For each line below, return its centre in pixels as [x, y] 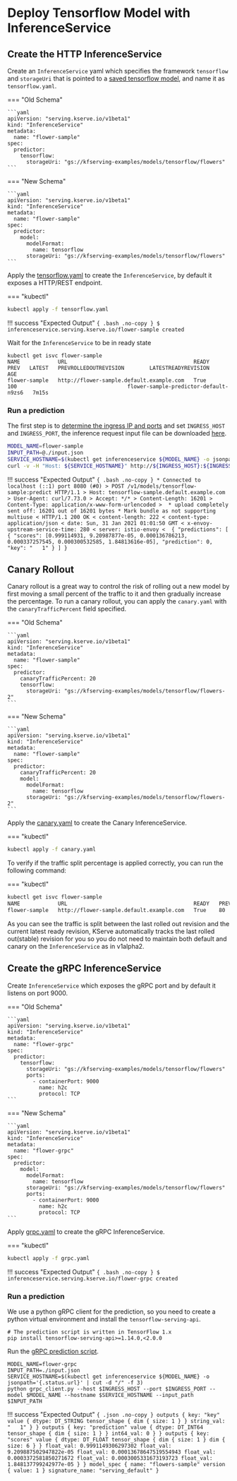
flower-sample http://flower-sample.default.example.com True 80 [116, 911]
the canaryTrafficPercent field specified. [67, 609]
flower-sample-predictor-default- [178, 386]
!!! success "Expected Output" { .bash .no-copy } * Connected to [104, 479]
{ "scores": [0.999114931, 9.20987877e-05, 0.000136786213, [98, 535]
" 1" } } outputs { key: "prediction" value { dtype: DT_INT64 [105, 1427]
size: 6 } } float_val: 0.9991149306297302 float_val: [90, 1446]
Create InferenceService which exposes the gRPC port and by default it [112, 985]
